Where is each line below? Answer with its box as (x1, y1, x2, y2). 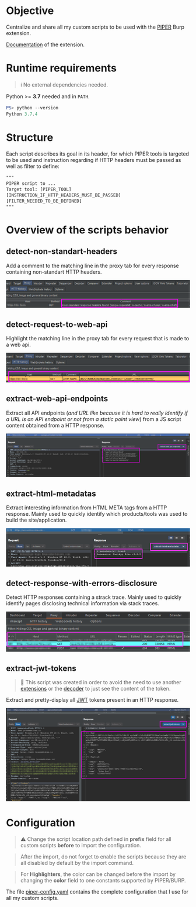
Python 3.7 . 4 (6, 111, 38, 117)
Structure (6, 130, 54, 144)
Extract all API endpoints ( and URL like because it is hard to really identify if (6, 409, 188, 416)
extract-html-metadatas (6, 488, 96, 498)
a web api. (6, 341, 31, 349)
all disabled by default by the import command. (20, 860, 134, 867)
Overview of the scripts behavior (6, 223, 169, 236)
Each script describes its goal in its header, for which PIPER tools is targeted (6, 150, 190, 157)
